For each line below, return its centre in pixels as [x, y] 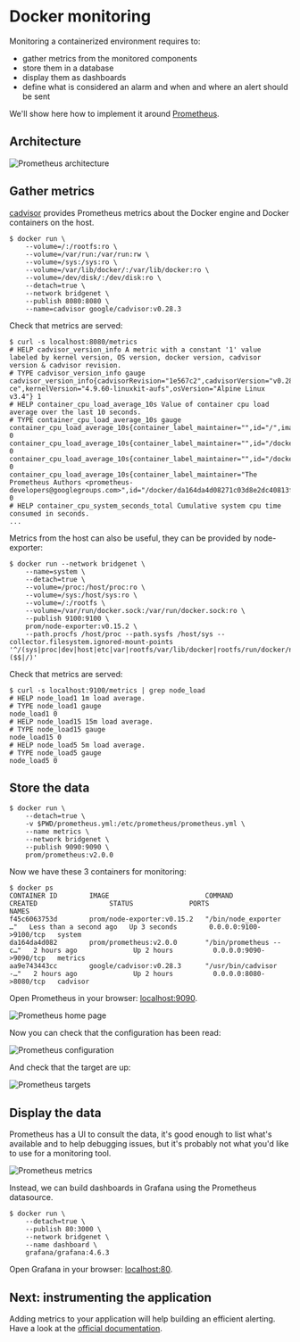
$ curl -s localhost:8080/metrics [74, 342]
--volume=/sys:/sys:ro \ [71, 262]
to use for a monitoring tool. [60, 1154]
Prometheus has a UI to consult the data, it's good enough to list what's [141, 1134]
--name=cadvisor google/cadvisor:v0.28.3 [103, 309]
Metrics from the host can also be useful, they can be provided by [131, 538]
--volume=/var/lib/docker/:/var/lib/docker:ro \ [117, 269]
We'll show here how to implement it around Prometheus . [115, 113]
